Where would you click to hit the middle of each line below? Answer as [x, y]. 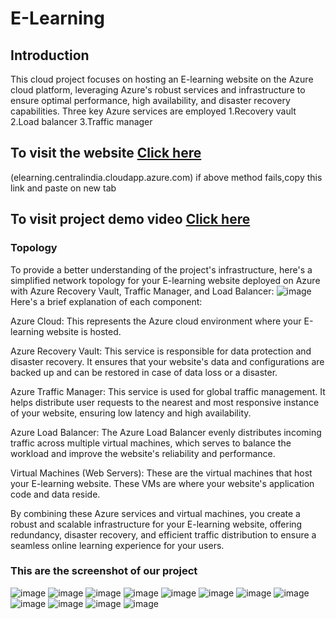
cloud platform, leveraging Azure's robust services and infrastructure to [158, 90]
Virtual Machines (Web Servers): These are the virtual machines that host [161, 473]
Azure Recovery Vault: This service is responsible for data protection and [161, 351]
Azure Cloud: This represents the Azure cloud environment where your [156, 321]
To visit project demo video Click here [130, 219]
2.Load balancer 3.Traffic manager [81, 121]
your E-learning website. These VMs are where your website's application [162, 483]
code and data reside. [55, 494]
